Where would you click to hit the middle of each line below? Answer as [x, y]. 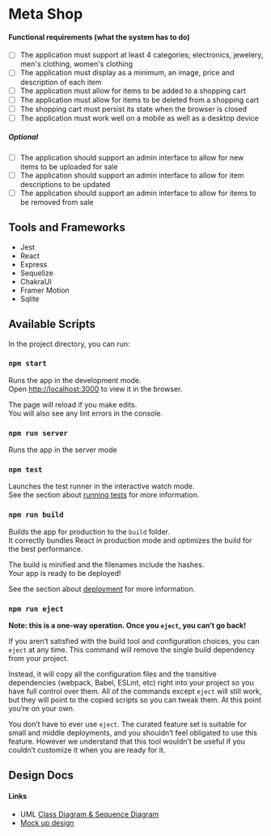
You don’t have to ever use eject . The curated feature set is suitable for [127, 724]
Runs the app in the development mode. [75, 380]
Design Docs [41, 776]
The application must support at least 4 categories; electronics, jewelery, [142, 55]
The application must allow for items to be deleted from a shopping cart [140, 100]
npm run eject [36, 609]
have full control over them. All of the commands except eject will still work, [135, 691]
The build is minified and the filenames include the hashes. [106, 565]
